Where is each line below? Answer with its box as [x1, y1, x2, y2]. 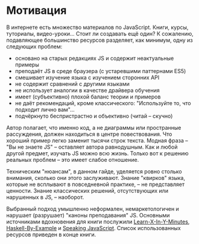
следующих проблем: [6, 43, 63, 50]
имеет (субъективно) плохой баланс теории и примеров [14, 93, 161, 100]
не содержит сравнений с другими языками [14, 80, 130, 88]
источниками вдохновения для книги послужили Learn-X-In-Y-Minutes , [6, 218, 190, 225]
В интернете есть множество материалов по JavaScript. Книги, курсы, [6, 24, 189, 31]
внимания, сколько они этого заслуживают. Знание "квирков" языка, [6, 174, 186, 181]
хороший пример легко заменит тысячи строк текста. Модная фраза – [6, 136, 188, 144]
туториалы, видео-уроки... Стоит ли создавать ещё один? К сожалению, [6, 30, 194, 37]
